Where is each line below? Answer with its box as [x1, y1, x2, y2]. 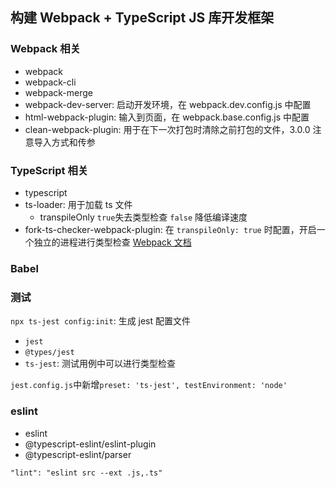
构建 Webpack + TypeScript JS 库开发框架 [10, 9, 275, 27]
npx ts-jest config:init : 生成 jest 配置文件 [10, 315, 192, 327]
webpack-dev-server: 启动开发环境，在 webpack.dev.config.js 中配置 [24, 98, 312, 110]
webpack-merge [24, 86, 94, 98]
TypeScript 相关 [10, 163, 89, 177]
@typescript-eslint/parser [24, 448, 132, 460]
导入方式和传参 [33, 136, 96, 148]
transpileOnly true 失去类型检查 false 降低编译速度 [39, 211, 248, 223]
